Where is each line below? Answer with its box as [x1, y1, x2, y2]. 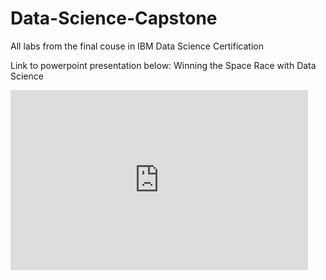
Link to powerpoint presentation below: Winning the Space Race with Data [10, 59, 317, 71]
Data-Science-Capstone [10, 7, 218, 30]
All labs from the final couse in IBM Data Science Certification [10, 40, 264, 52]
